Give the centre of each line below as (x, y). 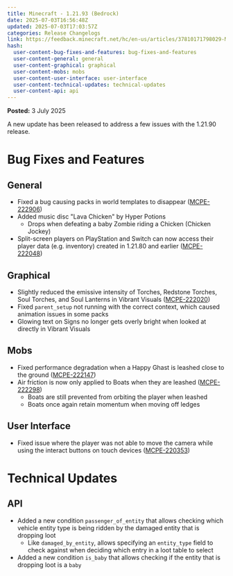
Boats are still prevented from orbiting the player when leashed (118, 397)
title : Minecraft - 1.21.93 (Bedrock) (63, 14)
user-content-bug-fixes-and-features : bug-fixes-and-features (105, 53)
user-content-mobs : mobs (49, 71)
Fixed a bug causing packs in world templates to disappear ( (103, 202)
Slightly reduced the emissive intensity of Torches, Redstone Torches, (117, 291)
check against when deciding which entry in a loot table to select (120, 550)
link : (15, 40)
